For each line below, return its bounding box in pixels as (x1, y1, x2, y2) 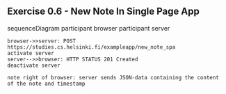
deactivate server (7, 62, 60, 69)
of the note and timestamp (7, 80, 86, 87)
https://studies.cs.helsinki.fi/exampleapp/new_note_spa (7, 43, 176, 51)
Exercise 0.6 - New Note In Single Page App (7, 6, 200, 17)
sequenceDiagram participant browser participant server (7, 24, 170, 32)
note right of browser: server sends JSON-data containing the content (7, 74, 219, 81)
